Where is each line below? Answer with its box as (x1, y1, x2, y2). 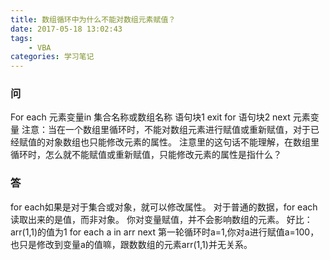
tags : (10, 33, 33, 43)
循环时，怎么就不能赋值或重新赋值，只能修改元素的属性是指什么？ (10, 149, 282, 161)
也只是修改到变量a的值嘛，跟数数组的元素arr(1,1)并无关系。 (10, 238, 253, 250)
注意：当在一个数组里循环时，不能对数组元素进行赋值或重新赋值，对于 (21, 124, 311, 136)
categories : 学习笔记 (10, 52, 95, 62)
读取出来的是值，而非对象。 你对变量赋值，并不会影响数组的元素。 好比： (10, 213, 313, 225)
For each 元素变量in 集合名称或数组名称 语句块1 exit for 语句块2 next (10, 111, 291, 123)
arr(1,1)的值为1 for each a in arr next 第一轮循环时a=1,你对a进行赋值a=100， (10, 226, 320, 238)
